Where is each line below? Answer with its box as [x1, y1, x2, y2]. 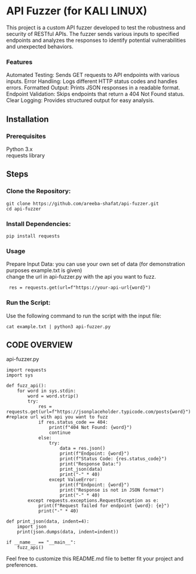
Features [6, 58, 33, 66]
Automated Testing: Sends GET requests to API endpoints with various [6, 72, 180, 79]
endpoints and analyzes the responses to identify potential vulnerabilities [6, 36, 186, 44]
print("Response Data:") [59, 461, 121, 467]
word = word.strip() [27, 393, 79, 399]
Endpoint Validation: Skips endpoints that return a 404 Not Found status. [6, 91, 185, 98]
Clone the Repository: [6, 187, 71, 195]
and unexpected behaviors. [6, 43, 73, 50]
